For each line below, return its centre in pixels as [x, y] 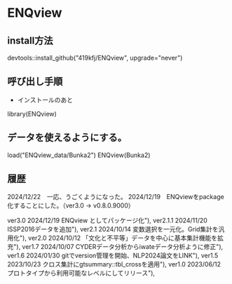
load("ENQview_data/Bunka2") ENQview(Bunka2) [79, 155]
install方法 [30, 40]
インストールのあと [45, 100]
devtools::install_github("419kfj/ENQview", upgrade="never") [95, 58]
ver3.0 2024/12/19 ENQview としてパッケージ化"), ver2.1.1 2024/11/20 [108, 221]
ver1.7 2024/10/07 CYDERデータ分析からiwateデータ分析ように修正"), [123, 247]
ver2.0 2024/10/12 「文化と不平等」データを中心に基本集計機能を [123, 238]
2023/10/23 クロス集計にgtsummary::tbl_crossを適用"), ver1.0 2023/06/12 [114, 264]
